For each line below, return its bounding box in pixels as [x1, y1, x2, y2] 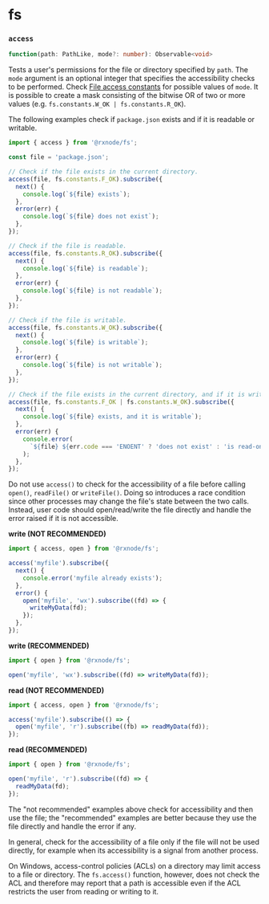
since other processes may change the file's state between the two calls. [8, 496, 250, 507]
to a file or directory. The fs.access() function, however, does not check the [8, 869, 260, 879]
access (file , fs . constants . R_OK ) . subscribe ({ [8, 249, 163, 258]
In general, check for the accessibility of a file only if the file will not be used [8, 837, 260, 846]
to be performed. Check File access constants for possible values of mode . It [8, 82, 259, 92]
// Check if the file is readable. [8, 242, 127, 250]
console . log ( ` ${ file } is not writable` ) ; [22, 361, 163, 369]
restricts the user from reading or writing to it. [8, 886, 159, 896]
